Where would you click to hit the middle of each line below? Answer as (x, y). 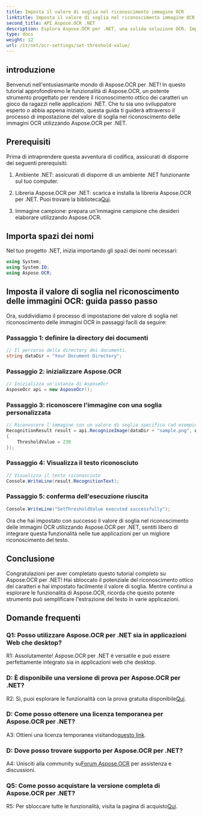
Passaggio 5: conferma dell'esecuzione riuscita (77, 497)
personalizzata (29, 412)
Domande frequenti (44, 618)
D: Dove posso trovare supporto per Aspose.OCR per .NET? (95, 750)
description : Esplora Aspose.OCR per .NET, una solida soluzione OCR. (96, 29)
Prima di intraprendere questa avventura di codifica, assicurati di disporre (97, 156)
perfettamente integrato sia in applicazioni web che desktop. (81, 662)
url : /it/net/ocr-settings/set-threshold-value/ (68, 46)
